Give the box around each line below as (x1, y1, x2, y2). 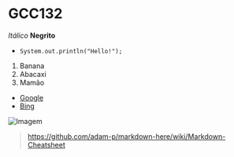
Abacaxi (19, 69, 47, 78)
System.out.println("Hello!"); (19, 47, 123, 55)
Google (19, 93, 44, 102)
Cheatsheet (27, 140, 65, 149)
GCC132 (8, 5, 63, 23)
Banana (19, 60, 45, 71)
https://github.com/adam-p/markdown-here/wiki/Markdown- (27, 131, 226, 141)
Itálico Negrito (8, 31, 56, 40)
